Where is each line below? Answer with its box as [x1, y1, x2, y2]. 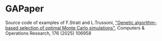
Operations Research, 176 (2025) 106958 [5, 30, 92, 36]
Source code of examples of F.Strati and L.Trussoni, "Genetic [5, 19, 134, 25]
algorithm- [134, 19, 157, 25]
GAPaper [5, 3, 44, 14]
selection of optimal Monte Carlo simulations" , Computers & [19, 24, 145, 30]
